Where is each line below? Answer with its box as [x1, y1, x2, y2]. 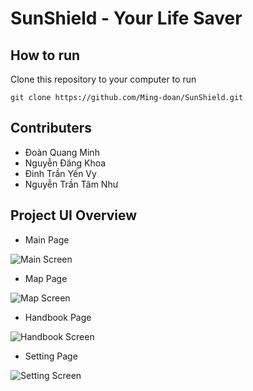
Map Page [24, 272, 68, 284]
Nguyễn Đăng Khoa [24, 157, 107, 169]
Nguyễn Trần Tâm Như [24, 178, 119, 190]
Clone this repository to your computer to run [10, 73, 197, 85]
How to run [10, 47, 81, 64]
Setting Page [24, 350, 78, 362]
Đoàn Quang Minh [24, 146, 100, 158]
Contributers [10, 120, 93, 137]
